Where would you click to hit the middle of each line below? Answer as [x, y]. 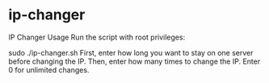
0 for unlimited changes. [49, 69]
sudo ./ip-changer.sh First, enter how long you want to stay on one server [131, 52]
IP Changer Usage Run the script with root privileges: [97, 37]
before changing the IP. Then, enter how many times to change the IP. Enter [134, 61]
